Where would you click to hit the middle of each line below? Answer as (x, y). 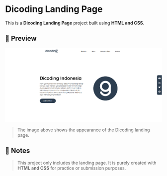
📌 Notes (18, 151)
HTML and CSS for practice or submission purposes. (72, 168)
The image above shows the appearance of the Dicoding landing (83, 130)
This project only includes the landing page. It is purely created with (87, 163)
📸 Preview (21, 39)
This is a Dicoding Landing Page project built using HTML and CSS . (75, 23)
